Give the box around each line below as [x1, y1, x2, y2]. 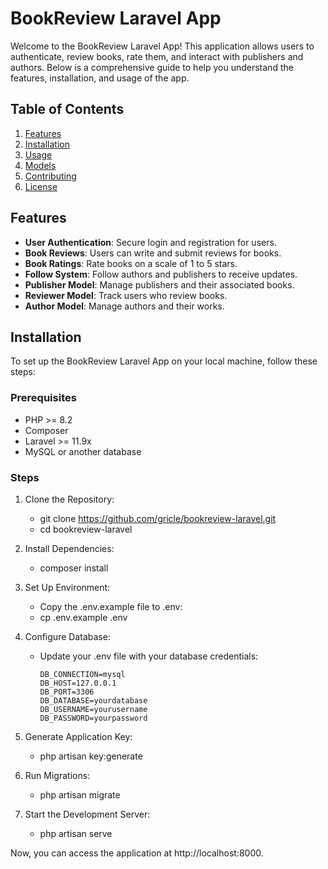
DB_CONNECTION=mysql [39, 669, 126, 679]
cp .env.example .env [39, 611, 128, 623]
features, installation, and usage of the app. [10, 72, 190, 84]
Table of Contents [10, 101, 125, 118]
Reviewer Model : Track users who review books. [24, 289, 228, 301]
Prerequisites [10, 391, 77, 405]
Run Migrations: [24, 769, 91, 781]
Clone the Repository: [24, 493, 115, 505]
